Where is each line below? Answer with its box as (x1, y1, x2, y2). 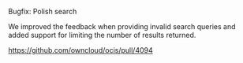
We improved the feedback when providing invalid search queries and (8, 22, 236, 31)
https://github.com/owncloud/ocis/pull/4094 (8, 46, 153, 54)
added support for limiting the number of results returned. (8, 31, 196, 39)
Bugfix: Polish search (8, 7, 77, 16)
